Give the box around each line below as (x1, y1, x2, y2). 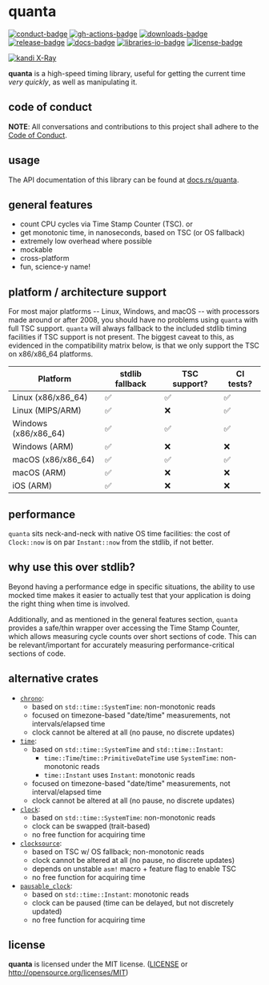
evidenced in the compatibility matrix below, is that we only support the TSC (8, 340, 260, 351)
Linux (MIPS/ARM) (12, 405, 82, 416)
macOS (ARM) (12, 467, 66, 478)
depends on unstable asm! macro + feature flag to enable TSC (31, 864, 236, 873)
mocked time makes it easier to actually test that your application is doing (8, 590, 251, 600)
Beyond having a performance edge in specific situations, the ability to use (8, 581, 255, 592)
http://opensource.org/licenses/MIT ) (8, 968, 129, 978)
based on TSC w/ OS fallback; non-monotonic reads (31, 846, 205, 857)
